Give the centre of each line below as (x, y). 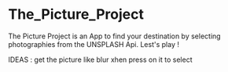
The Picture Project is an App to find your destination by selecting (115, 36)
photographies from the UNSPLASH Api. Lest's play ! (94, 44)
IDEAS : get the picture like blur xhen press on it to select (100, 59)
